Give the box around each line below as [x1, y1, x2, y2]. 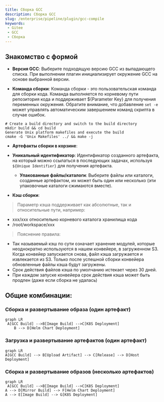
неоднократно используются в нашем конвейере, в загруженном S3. [12, 246, 159, 252]
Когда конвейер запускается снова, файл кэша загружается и [12, 251, 143, 257]
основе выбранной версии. [12, 76, 70, 82]
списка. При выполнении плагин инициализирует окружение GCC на [12, 71, 158, 77]
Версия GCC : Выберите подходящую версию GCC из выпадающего [12, 66, 156, 72]
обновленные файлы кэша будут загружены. [12, 261, 107, 268]
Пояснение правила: [17, 231, 61, 237]
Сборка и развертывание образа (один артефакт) [5, 306, 131, 313]
